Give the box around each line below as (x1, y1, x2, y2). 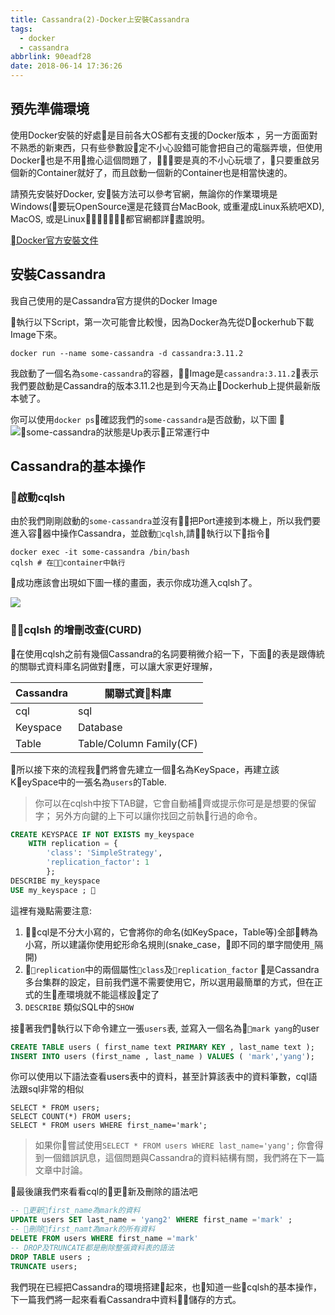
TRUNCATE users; (10, 1261, 78, 1271)
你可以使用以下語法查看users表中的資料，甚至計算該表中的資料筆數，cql (10, 1071, 309, 1083)
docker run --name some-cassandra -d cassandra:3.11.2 (10, 348, 244, 358)
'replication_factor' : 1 (46, 857, 150, 868)
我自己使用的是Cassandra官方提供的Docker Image (10, 294, 218, 306)
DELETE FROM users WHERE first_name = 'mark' (10, 1234, 199, 1244)
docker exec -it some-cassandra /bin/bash (10, 547, 190, 558)
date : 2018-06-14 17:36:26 (10, 61, 123, 71)
